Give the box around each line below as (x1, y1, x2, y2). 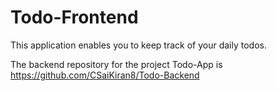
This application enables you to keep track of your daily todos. (10, 39, 267, 51)
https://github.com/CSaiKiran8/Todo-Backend (10, 69, 200, 81)
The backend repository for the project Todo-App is (10, 58, 223, 70)
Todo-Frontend (10, 6, 139, 29)
